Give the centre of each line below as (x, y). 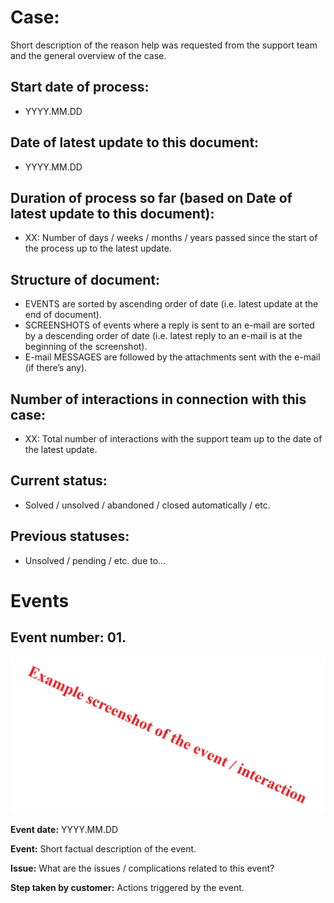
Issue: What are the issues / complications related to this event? (142, 868)
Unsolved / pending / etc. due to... (95, 560)
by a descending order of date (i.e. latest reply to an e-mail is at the (163, 336)
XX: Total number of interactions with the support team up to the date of (173, 439)
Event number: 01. (68, 637)
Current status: (59, 481)
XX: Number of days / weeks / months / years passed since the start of (171, 238)
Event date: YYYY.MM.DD (64, 829)
